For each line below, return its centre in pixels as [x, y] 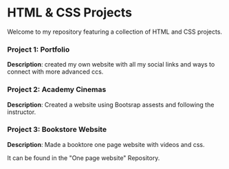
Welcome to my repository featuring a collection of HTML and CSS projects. [115, 32]
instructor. [22, 112]
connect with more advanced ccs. [55, 72]
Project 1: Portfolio [39, 49]
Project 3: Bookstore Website [57, 130]
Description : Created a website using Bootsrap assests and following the [111, 104]
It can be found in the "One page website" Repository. [84, 158]
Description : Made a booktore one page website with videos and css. [106, 144]
